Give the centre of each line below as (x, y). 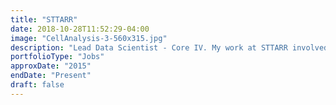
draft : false (37, 85)
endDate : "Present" (51, 76)
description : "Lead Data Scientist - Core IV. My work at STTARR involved (169, 47)
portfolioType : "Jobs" (57, 57)
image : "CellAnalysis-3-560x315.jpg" (89, 38)
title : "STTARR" (44, 19)
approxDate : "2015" (51, 66)
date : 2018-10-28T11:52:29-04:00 (80, 29)
